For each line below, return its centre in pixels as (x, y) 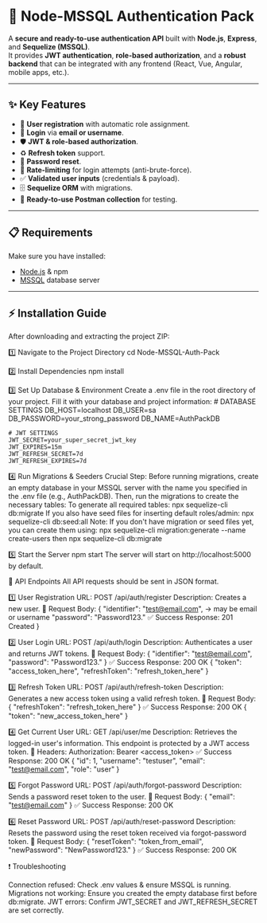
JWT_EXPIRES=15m (35, 447)
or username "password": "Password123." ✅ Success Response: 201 (121, 618)
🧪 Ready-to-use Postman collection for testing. (99, 199)
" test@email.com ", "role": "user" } (64, 769)
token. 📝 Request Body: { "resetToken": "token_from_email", (106, 842)
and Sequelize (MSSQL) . (49, 46)
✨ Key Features (47, 105)
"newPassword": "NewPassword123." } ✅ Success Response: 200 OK (122, 850)
